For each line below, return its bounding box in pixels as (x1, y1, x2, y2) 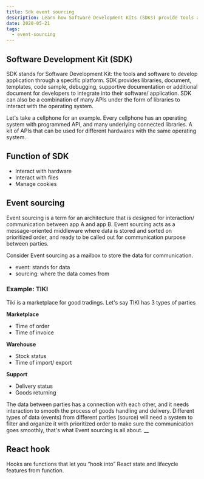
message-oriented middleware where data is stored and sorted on (6, 227, 172, 234)
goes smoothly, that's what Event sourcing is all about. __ (6, 426, 149, 433)
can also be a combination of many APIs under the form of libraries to (6, 95, 180, 103)
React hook (6, 444, 50, 455)
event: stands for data (15, 263, 70, 271)
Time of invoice (15, 329, 55, 336)
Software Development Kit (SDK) (6, 54, 133, 64)
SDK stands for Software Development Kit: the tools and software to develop (6, 70, 198, 77)
